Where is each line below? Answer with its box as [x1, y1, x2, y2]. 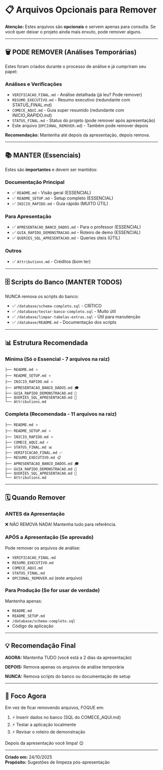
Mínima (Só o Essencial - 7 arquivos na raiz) [5, 355, 110, 362]
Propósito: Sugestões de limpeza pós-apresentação [5, 759, 110, 765]
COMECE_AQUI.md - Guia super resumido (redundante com [12, 107, 125, 113]
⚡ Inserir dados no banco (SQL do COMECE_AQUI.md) [12, 715, 121, 720]
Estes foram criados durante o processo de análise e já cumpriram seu [5, 63, 147, 69]
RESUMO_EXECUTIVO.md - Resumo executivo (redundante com [12, 97, 130, 103]
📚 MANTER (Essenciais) [5, 151, 81, 160]
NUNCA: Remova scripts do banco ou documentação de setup [5, 673, 131, 679]
